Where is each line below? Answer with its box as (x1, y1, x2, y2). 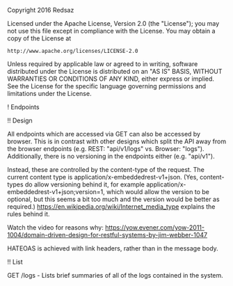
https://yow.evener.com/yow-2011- (105, 223, 205, 232)
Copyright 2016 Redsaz (7, 6, 74, 14)
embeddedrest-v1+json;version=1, (7, 188, 106, 196)
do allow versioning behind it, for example (24, 180, 145, 189)
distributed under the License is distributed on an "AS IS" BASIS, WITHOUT (7, 67, 223, 75)
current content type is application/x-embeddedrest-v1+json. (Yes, (7, 173, 198, 181)
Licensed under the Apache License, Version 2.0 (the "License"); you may (7, 19, 220, 27)
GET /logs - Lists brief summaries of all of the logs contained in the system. (7, 271, 224, 279)
